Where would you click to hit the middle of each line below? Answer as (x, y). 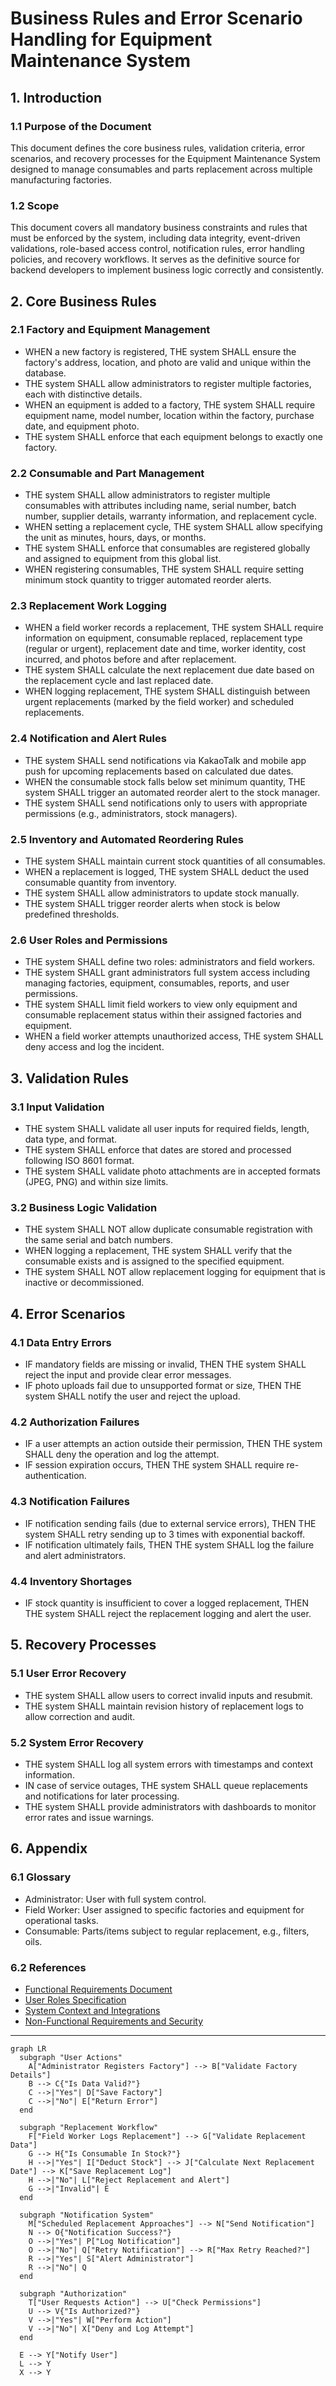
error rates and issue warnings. (89, 1817)
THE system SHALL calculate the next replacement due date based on (169, 670)
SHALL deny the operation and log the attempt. (122, 1454)
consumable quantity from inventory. (100, 883)
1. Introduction (56, 97)
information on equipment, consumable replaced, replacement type (163, 638)
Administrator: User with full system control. (115, 1899)
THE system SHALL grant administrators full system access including (167, 973)
